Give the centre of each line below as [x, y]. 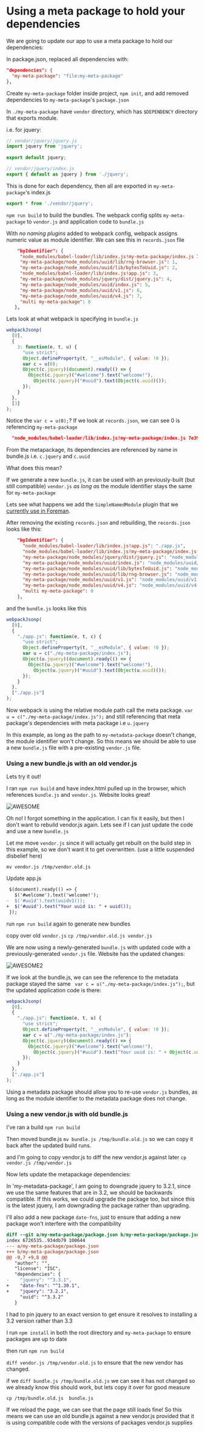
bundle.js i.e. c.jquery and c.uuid [48, 456]
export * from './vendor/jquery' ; [50, 203]
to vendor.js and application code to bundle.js [86, 221]
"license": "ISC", [38, 1269]
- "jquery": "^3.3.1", [39, 1280]
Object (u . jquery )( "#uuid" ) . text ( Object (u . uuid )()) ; [100, 670]
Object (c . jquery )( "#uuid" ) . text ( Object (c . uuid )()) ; [100, 381]
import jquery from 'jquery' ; [45, 146]
